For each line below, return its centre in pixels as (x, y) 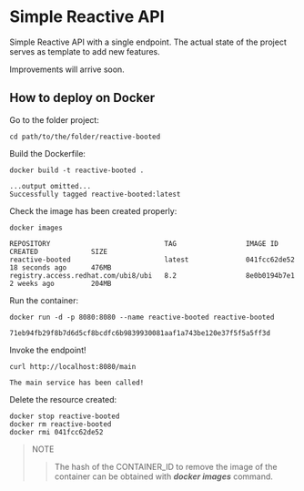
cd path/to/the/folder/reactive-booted (85, 137)
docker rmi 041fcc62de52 (56, 432)
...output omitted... (51, 186)
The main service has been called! (77, 383)
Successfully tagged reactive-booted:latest (95, 194)
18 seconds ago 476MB (61, 267)
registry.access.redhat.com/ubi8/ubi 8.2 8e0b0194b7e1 (152, 275)
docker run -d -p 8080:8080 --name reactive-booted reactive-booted (142, 317)
